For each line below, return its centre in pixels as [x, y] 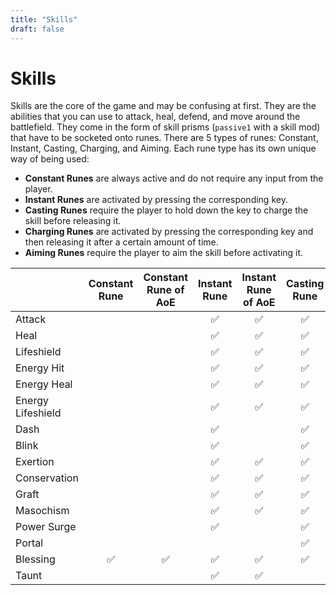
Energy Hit [40, 368]
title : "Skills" [44, 19]
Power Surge [46, 527]
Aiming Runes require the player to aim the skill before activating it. [164, 253]
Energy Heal [44, 384]
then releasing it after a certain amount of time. [121, 242]
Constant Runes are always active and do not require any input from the [174, 178]
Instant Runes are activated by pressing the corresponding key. [156, 200]
